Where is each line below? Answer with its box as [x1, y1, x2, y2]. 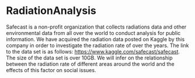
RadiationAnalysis [6, 4, 96, 17]
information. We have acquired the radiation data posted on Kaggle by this [6, 36, 185, 42]
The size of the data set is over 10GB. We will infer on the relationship [6, 54, 173, 61]
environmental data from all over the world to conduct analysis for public [6, 29, 181, 36]
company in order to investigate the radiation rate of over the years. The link [6, 42, 189, 49]
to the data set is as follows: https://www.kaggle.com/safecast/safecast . [6, 48, 180, 55]
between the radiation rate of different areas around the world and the [6, 60, 175, 68]
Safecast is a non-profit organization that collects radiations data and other [6, 23, 187, 30]
